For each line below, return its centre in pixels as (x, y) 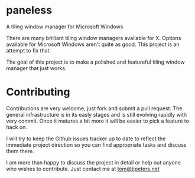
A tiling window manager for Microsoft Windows (65, 27)
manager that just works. (36, 68)
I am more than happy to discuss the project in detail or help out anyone (94, 162)
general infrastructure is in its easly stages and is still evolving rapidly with (97, 114)
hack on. (17, 127)
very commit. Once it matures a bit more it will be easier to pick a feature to (97, 121)
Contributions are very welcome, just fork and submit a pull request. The (94, 108)
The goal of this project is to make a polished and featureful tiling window (95, 62)
